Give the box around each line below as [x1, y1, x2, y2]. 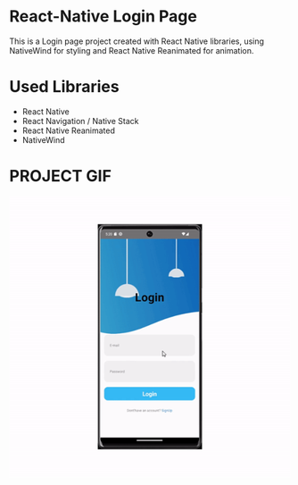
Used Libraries [9, 77, 120, 97]
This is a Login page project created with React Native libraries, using [9, 36, 265, 46]
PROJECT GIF [9, 166, 112, 187]
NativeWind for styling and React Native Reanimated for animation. [9, 45, 254, 55]
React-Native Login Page [9, 6, 198, 27]
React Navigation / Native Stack [21, 115, 139, 126]
